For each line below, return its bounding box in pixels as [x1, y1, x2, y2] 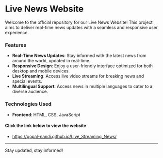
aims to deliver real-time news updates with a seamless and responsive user [5, 24, 158, 30]
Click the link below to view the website [5, 123, 86, 129]
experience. [5, 29, 29, 35]
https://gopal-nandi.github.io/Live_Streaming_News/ [12, 133, 117, 139]
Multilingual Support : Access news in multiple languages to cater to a [12, 84, 153, 89]
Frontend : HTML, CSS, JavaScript [12, 112, 81, 117]
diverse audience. [12, 88, 49, 95]
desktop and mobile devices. [12, 68, 70, 74]
